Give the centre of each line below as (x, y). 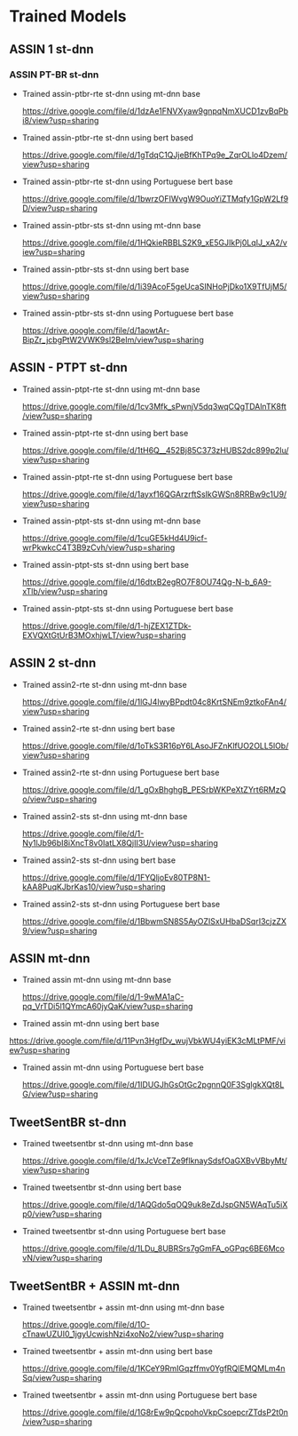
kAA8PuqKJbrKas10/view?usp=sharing (94, 887)
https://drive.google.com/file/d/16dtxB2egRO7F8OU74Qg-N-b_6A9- (147, 582)
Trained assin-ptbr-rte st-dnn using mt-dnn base (111, 93)
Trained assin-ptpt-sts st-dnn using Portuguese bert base (127, 608)
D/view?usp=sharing (59, 208)
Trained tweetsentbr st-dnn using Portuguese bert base (124, 1232)
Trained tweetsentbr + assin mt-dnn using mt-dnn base (123, 1307)
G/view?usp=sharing (60, 1094)
